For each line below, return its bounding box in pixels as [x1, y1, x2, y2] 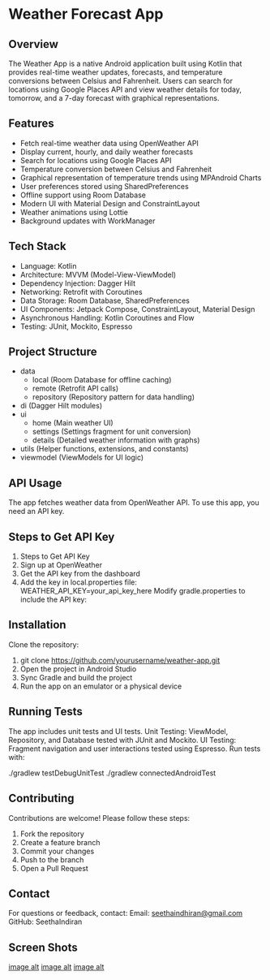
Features [8, 117, 54, 131]
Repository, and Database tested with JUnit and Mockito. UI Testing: [8, 735, 237, 745]
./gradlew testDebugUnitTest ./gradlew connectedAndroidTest [8, 768, 216, 778]
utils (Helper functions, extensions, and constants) [19, 444, 189, 454]
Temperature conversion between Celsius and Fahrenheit [19, 164, 212, 174]
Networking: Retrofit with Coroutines [19, 287, 144, 296]
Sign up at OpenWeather [19, 560, 103, 570]
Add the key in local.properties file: [19, 577, 138, 587]
